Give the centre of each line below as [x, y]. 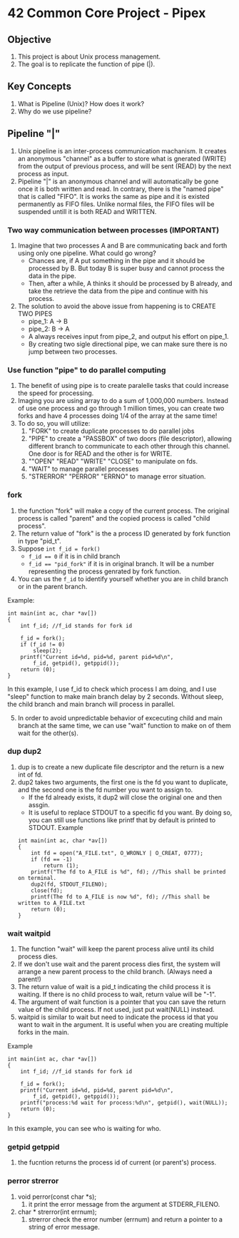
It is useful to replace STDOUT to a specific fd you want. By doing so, [130, 812]
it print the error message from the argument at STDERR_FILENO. [124, 1204]
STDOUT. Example [56, 827]
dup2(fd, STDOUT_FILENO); [70, 884]
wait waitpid [29, 933]
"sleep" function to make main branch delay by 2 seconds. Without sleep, [116, 696]
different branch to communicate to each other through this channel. [129, 446]
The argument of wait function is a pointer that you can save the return [122, 1002]
